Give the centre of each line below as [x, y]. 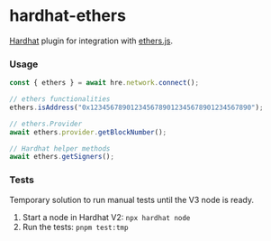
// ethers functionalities [60, 99]
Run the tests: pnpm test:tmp [75, 227]
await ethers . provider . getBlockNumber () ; [88, 132]
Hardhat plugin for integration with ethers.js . [91, 41]
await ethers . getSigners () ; [62, 157]
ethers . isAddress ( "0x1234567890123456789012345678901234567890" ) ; [136, 107]
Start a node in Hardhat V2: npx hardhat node [106, 217]
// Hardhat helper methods [60, 148]
